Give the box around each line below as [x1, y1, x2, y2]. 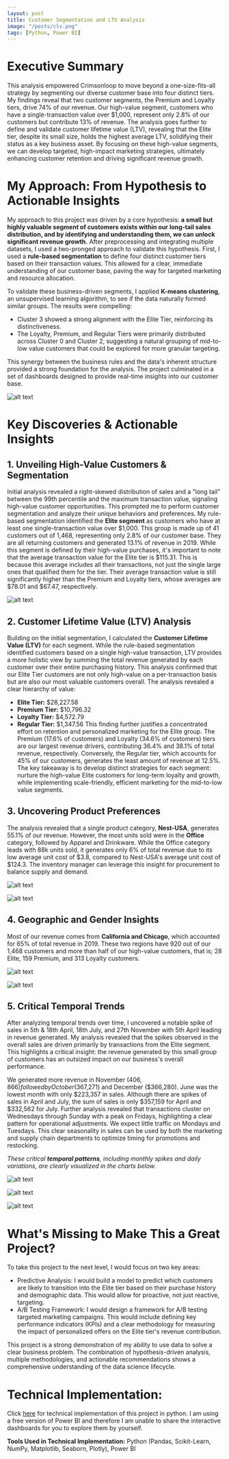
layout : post [7, 10, 44, 17]
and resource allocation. [7, 274, 75, 282]
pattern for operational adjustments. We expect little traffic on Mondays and [7, 1119, 221, 1128]
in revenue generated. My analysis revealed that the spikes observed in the [7, 1034, 219, 1042]
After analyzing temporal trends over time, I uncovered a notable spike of [7, 1018, 213, 1027]
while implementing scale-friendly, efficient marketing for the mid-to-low [16, 778, 222, 786]
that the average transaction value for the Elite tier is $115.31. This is [7, 553, 198, 561]
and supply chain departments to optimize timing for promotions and [7, 1134, 200, 1143]
